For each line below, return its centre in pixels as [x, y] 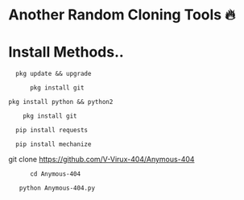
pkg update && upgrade [54, 74]
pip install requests [52, 131]
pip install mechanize [54, 144]
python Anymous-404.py [57, 188]
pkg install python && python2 [61, 102]
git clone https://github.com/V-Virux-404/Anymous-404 [101, 160]
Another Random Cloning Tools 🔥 [122, 15]
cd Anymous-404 [55, 174]
